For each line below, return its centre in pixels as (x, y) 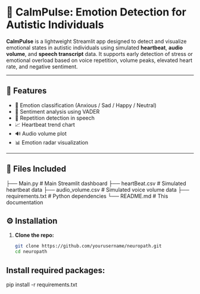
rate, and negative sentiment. (42, 66)
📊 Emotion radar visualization (51, 142)
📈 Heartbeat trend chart (45, 124)
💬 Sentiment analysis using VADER (57, 111)
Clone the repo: (35, 235)
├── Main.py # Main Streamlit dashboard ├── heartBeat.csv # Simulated (96, 183)
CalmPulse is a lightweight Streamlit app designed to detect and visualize (96, 41)
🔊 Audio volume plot (41, 133)
